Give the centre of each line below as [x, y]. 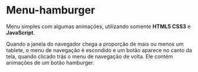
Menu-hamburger [51, 10]
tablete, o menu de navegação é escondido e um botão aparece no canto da [99, 50]
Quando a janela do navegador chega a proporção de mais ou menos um [95, 44]
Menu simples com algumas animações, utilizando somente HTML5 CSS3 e [98, 26]
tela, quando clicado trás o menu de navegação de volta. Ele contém [90, 56]
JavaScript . [21, 32]
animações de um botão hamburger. [50, 63]
